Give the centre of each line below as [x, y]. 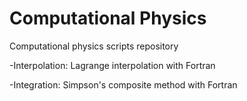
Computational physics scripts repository [94, 46]
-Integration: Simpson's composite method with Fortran [123, 84]
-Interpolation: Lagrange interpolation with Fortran [112, 65]
